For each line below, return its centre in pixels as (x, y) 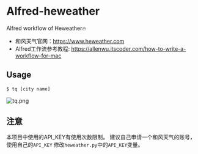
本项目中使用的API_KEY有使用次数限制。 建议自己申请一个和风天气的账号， (101, 137)
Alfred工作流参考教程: (42, 49)
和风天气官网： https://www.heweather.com (70, 41)
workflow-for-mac (38, 56)
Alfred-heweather (53, 11)
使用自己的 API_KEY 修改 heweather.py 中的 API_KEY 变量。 (75, 145)
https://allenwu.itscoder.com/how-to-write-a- (129, 49)
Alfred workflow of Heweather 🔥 (46, 28)
